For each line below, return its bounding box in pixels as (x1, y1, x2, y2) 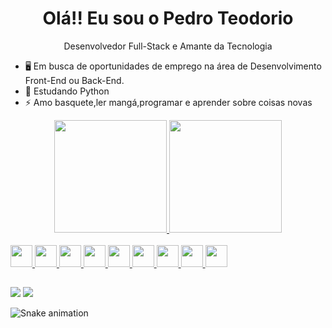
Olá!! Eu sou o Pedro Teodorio (42, 7, 294, 30)
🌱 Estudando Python (24, 85, 110, 97)
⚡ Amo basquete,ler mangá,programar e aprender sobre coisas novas (24, 96, 313, 108)
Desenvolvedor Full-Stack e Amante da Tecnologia (63, 40, 273, 52)
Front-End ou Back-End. (24, 74, 125, 86)
